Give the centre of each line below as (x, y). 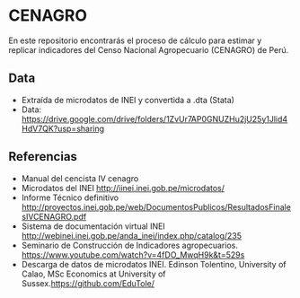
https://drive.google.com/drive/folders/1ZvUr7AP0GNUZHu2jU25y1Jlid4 (154, 118)
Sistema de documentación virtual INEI (93, 226)
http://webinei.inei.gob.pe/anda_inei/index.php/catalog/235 (132, 235)
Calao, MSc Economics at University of (94, 274)
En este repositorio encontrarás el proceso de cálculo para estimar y (135, 40)
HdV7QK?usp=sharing (63, 128)
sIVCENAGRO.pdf (54, 216)
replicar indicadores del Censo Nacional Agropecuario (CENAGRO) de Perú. (149, 49)
